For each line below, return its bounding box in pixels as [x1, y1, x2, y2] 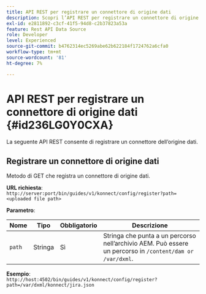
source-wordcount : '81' [6, 55, 67, 61]
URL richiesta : [6, 184, 43, 192]
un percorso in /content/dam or [103, 247, 194, 255]
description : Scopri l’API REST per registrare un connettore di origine [6, 15, 199, 21]
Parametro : [6, 206, 36, 214]
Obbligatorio [59, 221, 97, 230]
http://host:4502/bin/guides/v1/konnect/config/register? [6, 277, 158, 283]
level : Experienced [6, 37, 56, 43]
